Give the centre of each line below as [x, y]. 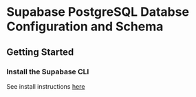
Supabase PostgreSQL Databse [98, 12]
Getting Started [40, 52]
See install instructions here [46, 86]
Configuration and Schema [85, 26]
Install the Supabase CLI [48, 72]
